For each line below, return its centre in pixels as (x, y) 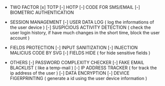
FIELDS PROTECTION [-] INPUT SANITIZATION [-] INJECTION (74, 47)
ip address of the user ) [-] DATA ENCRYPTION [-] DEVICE (70, 73)
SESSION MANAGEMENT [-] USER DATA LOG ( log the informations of (82, 22)
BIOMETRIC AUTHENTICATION (42, 12)
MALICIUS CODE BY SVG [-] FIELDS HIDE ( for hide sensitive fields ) (80, 53)
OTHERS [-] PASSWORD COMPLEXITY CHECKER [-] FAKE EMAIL (77, 62)
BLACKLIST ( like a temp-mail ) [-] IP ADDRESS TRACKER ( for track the (83, 68)
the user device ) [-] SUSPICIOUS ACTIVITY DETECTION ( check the (80, 27)
